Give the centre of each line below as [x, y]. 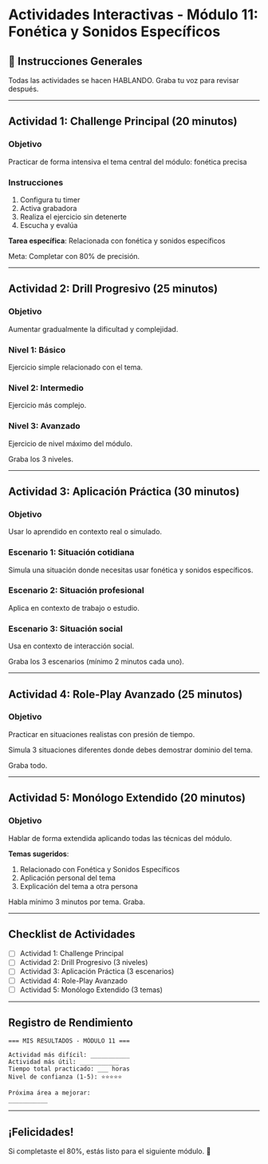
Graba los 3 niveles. [41, 459]
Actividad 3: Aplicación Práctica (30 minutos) [124, 491]
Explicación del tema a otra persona [79, 886]
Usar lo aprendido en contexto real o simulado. [85, 532]
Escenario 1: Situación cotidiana [71, 552]
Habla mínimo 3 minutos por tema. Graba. [77, 902]
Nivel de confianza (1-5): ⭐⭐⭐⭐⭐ [65, 1077]
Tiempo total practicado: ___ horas [69, 1069]
